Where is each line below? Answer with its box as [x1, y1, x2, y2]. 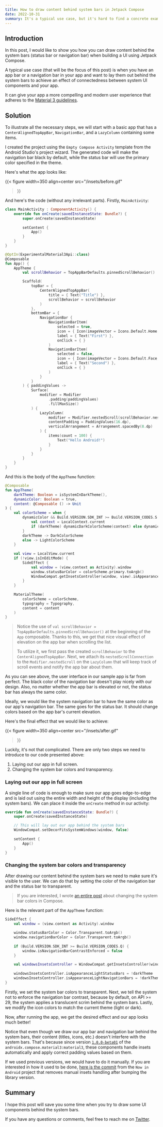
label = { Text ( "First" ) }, [57, 333, 114, 338]
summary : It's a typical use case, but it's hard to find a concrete [5, 16, 149, 21]
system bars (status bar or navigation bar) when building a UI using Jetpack [5, 52, 157, 59]
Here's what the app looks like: [5, 169, 67, 175]
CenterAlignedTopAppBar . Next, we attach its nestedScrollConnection [16, 654, 154, 660]
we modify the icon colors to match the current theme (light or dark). [5, 1005, 142, 1010]
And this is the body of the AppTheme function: [5, 474, 96, 480]
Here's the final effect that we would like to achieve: [5, 718, 109, 724]
